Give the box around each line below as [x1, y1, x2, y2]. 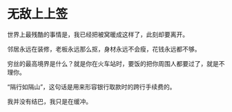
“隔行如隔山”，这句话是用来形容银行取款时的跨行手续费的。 [7, 82, 176, 91]
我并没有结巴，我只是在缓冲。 [7, 97, 92, 105]
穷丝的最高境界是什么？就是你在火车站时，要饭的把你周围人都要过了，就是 [7, 59, 219, 67]
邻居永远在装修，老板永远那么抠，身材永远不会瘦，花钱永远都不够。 [7, 45, 201, 53]
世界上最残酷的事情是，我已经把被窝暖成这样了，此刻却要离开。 [7, 30, 188, 38]
